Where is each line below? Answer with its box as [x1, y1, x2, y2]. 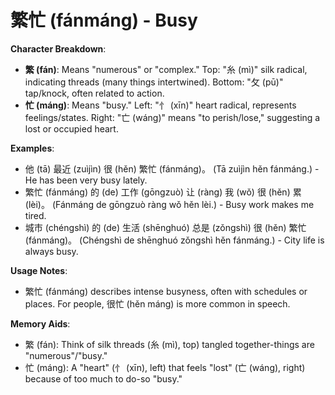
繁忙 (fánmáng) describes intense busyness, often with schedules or [24, 285, 308, 297]
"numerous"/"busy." [24, 349, 108, 361]
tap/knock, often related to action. [24, 87, 165, 99]
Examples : [10, 142, 55, 154]
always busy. [24, 245, 79, 257]
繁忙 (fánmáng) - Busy [10, 9, 198, 32]
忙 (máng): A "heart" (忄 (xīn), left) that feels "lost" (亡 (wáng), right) [24, 361, 306, 373]
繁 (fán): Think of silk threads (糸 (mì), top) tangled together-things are [24, 338, 315, 350]
